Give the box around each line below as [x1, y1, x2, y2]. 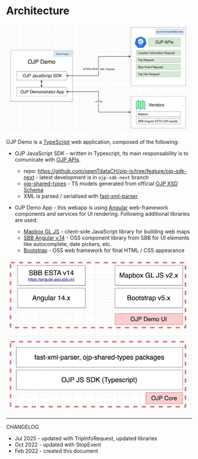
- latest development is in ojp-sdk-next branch [35, 173, 149, 181]
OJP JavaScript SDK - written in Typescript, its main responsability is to [14, 149, 189, 157]
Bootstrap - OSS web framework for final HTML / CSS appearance [23, 247, 184, 254]
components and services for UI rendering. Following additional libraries [14, 210, 190, 217]
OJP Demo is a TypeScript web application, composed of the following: [6, 138, 179, 145]
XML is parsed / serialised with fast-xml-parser [23, 192, 138, 199]
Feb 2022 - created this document [14, 447, 98, 454]
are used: [14, 217, 38, 224]
